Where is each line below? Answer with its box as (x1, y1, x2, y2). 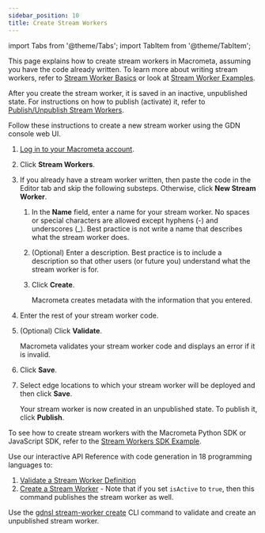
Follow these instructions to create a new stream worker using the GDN (8, 120, 241, 130)
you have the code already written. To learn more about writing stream (8, 64, 238, 74)
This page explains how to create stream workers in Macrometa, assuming (8, 56, 252, 66)
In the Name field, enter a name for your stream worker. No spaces (31, 207, 251, 216)
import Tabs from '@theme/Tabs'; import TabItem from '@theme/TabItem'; (8, 40, 252, 50)
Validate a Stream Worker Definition (19, 475, 136, 485)
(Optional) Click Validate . (19, 326, 103, 335)
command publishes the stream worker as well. (19, 492, 174, 501)
